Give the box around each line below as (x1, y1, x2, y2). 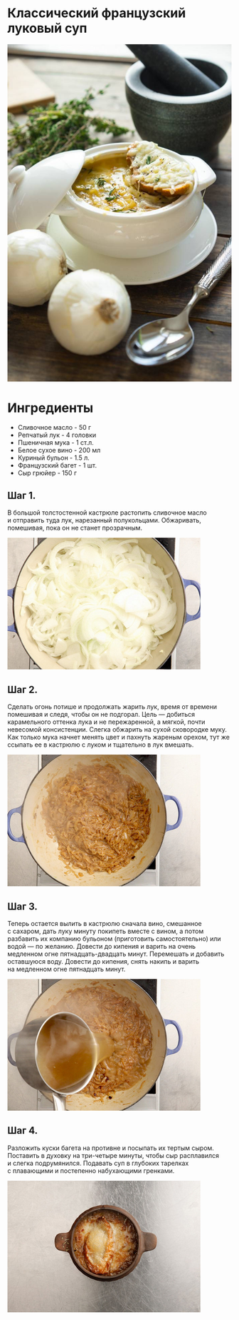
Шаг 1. (7, 489, 36, 501)
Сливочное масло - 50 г (17, 423, 91, 432)
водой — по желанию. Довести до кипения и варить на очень (7, 942, 196, 950)
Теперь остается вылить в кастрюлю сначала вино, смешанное (7, 919, 203, 927)
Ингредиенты (7, 400, 94, 415)
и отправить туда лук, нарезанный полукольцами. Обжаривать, (7, 516, 201, 525)
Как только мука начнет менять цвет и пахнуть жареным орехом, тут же (7, 733, 230, 742)
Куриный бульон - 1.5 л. (17, 453, 90, 462)
